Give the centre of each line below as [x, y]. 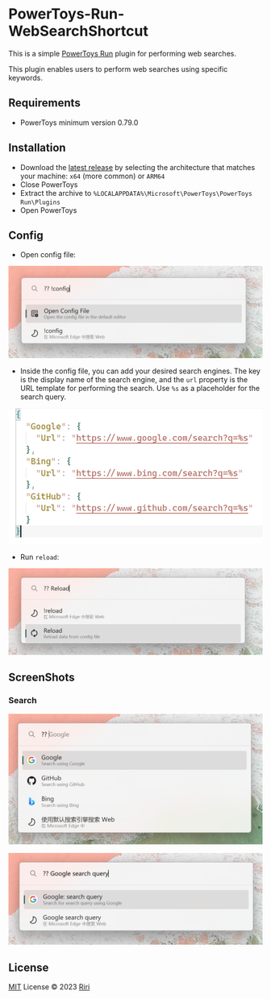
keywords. [25, 77]
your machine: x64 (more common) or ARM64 [92, 176]
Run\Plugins [40, 202]
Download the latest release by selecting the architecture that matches [138, 167]
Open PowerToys [48, 210]
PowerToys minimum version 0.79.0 [79, 123]
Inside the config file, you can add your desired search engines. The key [140, 371]
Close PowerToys [49, 184]
